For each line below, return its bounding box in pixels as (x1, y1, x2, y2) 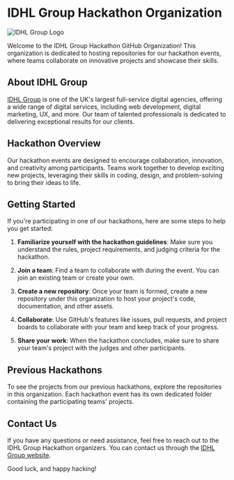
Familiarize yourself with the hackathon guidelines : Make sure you (17, 238, 213, 246)
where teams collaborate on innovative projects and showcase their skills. (7, 56, 219, 64)
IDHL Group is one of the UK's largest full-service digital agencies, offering (7, 95, 223, 103)
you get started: (7, 225, 54, 233)
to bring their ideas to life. (7, 178, 81, 186)
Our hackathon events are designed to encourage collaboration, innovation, (7, 156, 224, 165)
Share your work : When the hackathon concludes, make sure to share (17, 336, 219, 345)
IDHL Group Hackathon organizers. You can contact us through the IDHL (7, 444, 215, 451)
